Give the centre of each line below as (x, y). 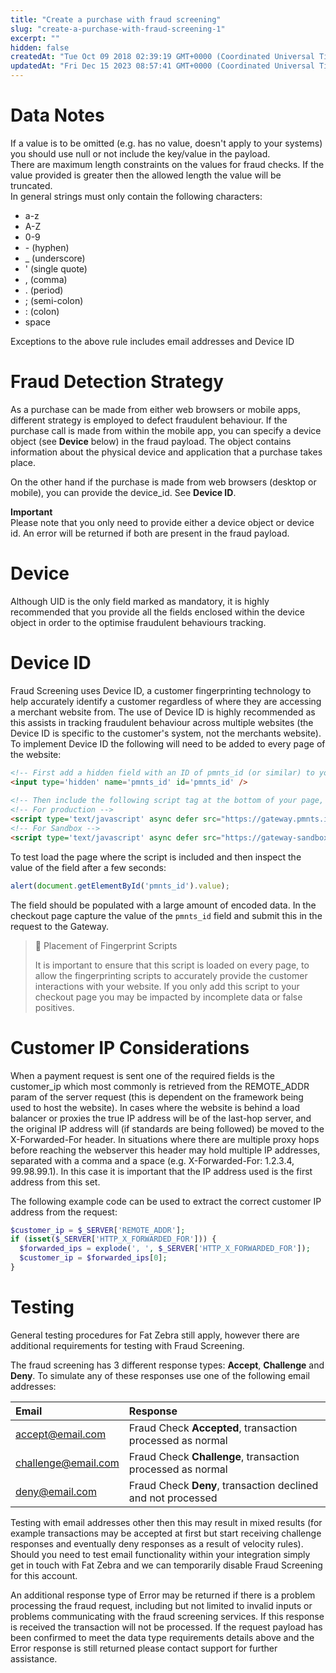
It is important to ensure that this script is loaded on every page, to (172, 965)
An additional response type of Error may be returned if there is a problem (163, 1595)
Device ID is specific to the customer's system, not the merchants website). (166, 733)
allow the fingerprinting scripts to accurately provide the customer (171, 975)
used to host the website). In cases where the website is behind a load (155, 1107)
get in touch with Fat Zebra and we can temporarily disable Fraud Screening (166, 1565)
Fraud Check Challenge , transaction (214, 1456)
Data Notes (57, 115)
